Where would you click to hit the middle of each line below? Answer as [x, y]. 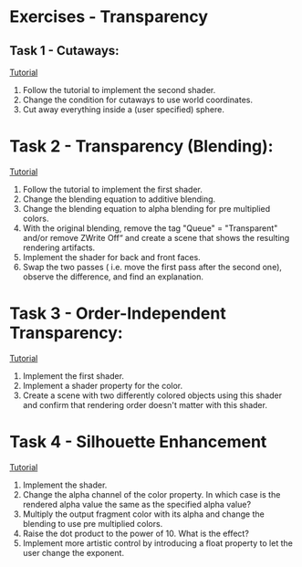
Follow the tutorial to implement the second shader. [119, 90]
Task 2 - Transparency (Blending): [141, 147]
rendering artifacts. [59, 247]
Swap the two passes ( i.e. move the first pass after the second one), [152, 267]
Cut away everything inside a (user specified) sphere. [124, 110]
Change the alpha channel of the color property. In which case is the [151, 494]
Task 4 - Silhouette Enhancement [138, 442]
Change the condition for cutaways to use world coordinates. [138, 100]
